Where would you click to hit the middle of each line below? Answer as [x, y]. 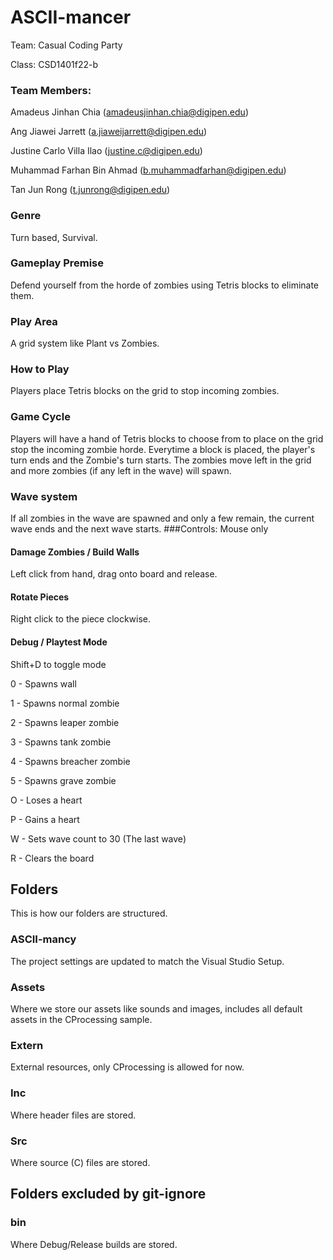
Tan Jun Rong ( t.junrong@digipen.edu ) [90, 190]
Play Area [34, 321]
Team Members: [51, 90]
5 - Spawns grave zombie [63, 780]
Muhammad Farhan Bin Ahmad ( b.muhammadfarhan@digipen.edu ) [148, 170]
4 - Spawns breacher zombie [70, 761]
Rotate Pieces [40, 597]
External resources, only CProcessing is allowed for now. [127, 1067]
